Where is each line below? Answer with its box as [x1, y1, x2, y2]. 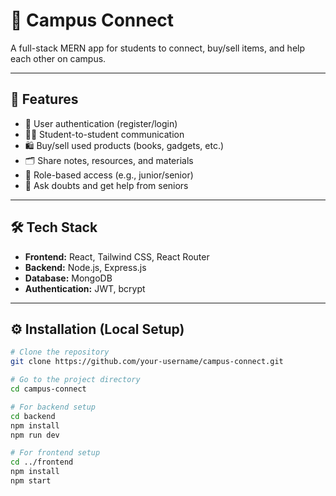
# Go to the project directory [10, 375, 141, 385]
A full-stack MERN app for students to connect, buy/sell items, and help [10, 42, 306, 54]
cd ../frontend [10, 457, 74, 468]
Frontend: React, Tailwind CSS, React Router [24, 250, 210, 263]
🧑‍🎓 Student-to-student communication [24, 128, 185, 140]
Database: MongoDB [24, 272, 113, 284]
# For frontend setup [10, 448, 101, 458]
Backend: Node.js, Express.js [24, 261, 147, 273]
